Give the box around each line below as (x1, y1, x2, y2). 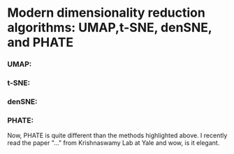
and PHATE (7, 35, 74, 50)
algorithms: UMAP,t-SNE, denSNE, (7, 20, 212, 36)
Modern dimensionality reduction (7, 5, 206, 21)
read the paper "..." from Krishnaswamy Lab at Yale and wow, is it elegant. (7, 139, 220, 147)
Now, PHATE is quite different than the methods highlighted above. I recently (7, 131, 228, 140)
